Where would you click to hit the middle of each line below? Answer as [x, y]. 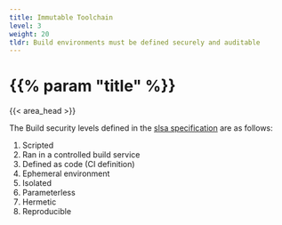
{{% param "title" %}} [93, 86]
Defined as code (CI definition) [78, 165]
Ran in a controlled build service [81, 155]
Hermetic [39, 202]
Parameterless [48, 193]
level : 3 [25, 26]
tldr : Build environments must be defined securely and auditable [135, 42]
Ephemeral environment [66, 173]
